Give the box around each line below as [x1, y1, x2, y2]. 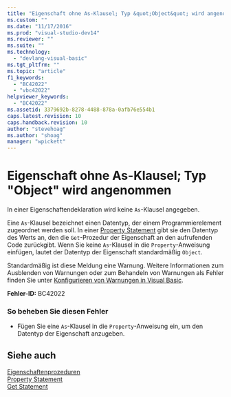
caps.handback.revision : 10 [7, 119, 88, 126]
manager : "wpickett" [7, 139, 67, 145]
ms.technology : [7, 49, 51, 56]
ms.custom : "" [7, 17, 48, 23]
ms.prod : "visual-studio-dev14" [7, 29, 100, 37]
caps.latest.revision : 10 [7, 112, 81, 119]
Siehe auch [7, 349, 56, 361]
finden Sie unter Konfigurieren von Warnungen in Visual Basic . [7, 276, 184, 285]
